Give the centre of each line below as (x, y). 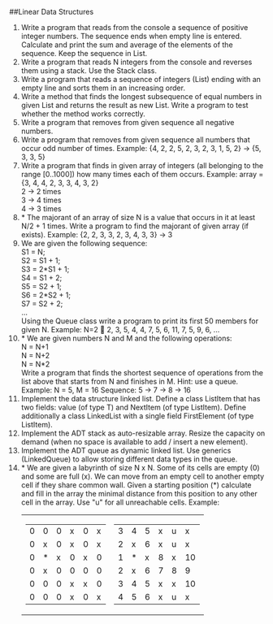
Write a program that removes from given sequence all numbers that (135, 140)
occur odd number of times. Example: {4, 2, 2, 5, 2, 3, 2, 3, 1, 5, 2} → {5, (141, 148)
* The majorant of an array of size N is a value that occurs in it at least (138, 217)
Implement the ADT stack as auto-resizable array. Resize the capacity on (143, 433)
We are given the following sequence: (84, 243)
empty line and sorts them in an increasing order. (103, 88)
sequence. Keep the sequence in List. (84, 53)
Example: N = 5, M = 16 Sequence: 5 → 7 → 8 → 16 (106, 390)
